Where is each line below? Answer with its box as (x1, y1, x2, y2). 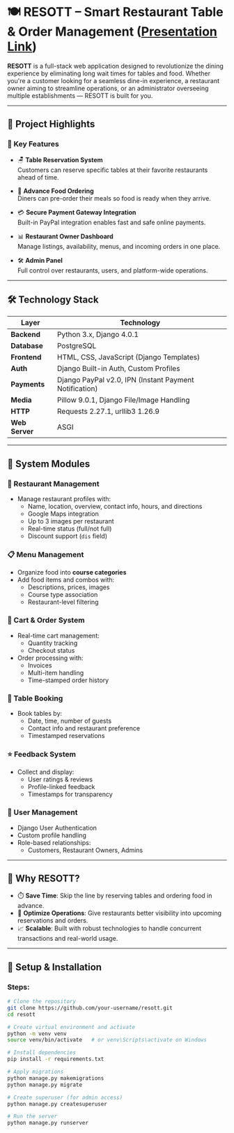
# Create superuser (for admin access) (7, 1094, 123, 1101)
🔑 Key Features (7, 139, 59, 149)
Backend (10, 330, 40, 340)
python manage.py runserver (7, 1120, 89, 1127)
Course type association (27, 591, 98, 599)
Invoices (27, 661, 52, 670)
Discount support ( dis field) (27, 532, 108, 540)
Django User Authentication (17, 823, 97, 832)
